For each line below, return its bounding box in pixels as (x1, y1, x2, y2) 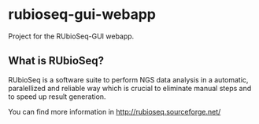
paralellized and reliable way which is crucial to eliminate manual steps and (8, 83, 252, 93)
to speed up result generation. (8, 92, 106, 101)
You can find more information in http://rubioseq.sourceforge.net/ (8, 107, 221, 116)
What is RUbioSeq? (8, 54, 105, 67)
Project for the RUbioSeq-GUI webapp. (8, 31, 135, 41)
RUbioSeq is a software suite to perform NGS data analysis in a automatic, (8, 75, 249, 84)
